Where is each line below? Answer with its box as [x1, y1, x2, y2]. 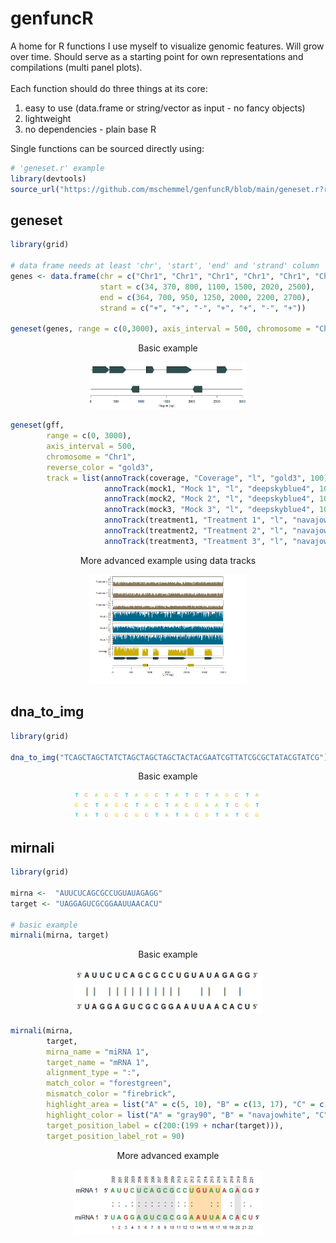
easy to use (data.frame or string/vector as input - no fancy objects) [24, 102, 306, 114]
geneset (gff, [10, 420, 65, 431]
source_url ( [10, 184, 60, 194]
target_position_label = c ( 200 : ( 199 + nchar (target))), [46, 1120, 284, 1131]
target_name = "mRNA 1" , [46, 1057, 150, 1067]
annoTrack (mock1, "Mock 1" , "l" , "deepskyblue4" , [104, 483, 315, 494]
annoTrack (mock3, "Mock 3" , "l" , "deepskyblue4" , [104, 505, 315, 515]
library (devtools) [10, 173, 87, 184]
